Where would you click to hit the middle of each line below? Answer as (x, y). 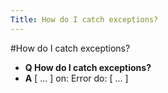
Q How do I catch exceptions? (88, 67)
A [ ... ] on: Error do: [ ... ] (76, 78)
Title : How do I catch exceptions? (84, 19)
